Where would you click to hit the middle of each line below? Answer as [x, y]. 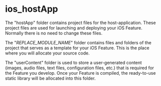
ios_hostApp [32, 9]
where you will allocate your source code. [48, 53]
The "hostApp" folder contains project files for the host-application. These [80, 23]
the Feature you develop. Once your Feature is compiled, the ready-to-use [80, 73]
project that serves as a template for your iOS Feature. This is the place [77, 48]
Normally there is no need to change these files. [54, 33]
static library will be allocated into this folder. [50, 78]
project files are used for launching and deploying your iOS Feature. [74, 28]
